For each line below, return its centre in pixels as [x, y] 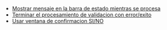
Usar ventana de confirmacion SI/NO [58, 21]
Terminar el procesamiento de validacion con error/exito [82, 15]
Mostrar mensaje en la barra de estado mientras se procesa [86, 9]
